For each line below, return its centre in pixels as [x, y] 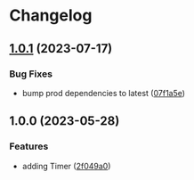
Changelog [51, 16]
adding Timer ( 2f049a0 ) [66, 166]
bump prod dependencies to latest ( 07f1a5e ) [103, 93]
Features [29, 146]
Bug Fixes [31, 74]
